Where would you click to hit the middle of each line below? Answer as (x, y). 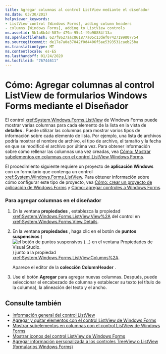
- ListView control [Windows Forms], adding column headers (69, 24)
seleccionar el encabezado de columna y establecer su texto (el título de (86, 282)
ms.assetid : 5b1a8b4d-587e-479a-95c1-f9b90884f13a (58, 33)
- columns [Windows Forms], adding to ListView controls (65, 28)
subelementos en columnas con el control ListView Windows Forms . (75, 157)
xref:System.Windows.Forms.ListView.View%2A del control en (76, 216)
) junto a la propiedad (34, 252)
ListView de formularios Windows (76, 96)
